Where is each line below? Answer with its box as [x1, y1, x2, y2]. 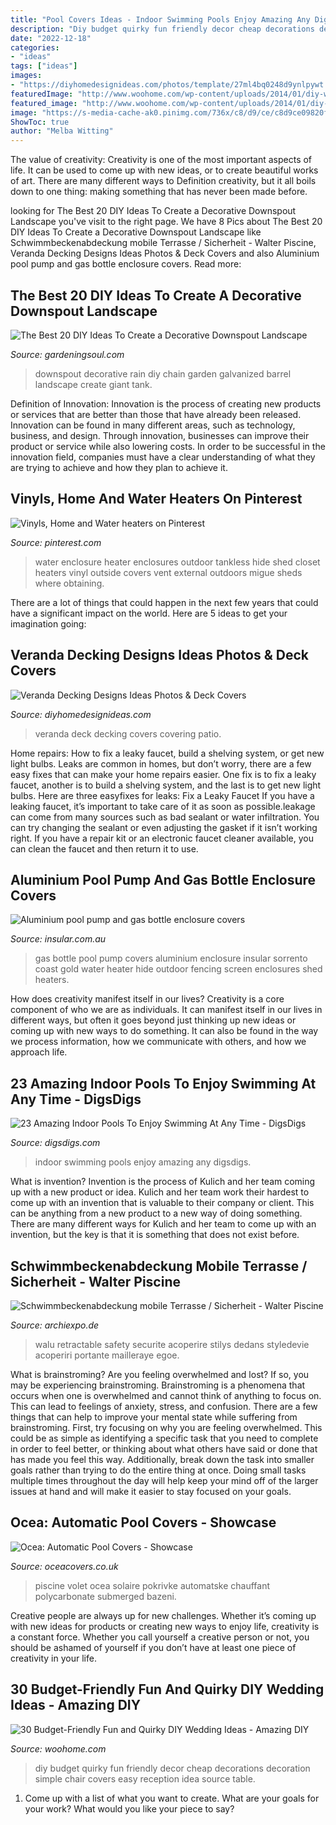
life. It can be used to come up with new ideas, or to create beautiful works [10, 164, 319, 176]
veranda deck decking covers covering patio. [34, 727, 222, 740]
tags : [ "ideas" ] [10, 61, 78, 71]
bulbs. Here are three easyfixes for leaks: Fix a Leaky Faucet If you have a [10, 789, 315, 801]
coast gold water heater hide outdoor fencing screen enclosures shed [34, 963, 323, 975]
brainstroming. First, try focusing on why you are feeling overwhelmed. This [10, 1422, 323, 1433]
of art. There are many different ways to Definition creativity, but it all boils [10, 175, 317, 187]
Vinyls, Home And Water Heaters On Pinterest [10, 491, 303, 508]
